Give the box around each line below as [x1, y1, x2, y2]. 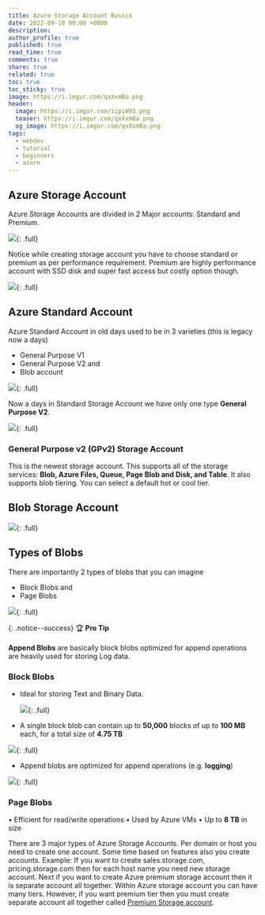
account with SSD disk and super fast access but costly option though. [8, 266, 240, 276]
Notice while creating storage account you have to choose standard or [8, 249, 238, 258]
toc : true [8, 78, 41, 86]
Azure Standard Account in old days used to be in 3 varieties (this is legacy [8, 326, 253, 336]
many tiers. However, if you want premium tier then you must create [8, 889, 229, 899]
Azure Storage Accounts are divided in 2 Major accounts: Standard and [8, 209, 240, 219]
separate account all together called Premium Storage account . [8, 898, 215, 907]
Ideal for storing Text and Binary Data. [19, 688, 144, 698]
